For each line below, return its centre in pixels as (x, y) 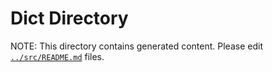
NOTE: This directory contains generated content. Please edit (136, 46)
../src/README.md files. (57, 56)
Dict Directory (69, 18)
